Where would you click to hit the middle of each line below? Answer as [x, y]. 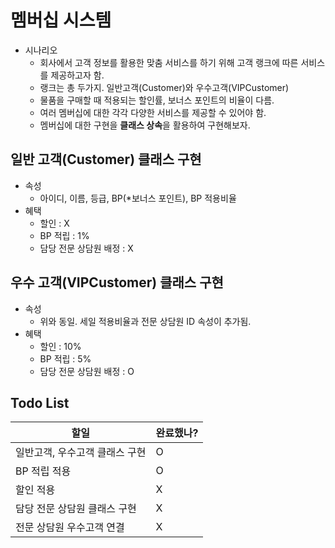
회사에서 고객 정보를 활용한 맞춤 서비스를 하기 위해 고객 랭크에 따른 [169, 62]
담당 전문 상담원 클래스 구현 [76, 509]
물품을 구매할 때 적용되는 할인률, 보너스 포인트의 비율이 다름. [157, 100]
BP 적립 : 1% [64, 235]
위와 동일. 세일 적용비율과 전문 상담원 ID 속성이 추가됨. [145, 321]
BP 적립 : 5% [65, 358]
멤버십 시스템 [61, 20]
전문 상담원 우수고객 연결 [70, 528]
